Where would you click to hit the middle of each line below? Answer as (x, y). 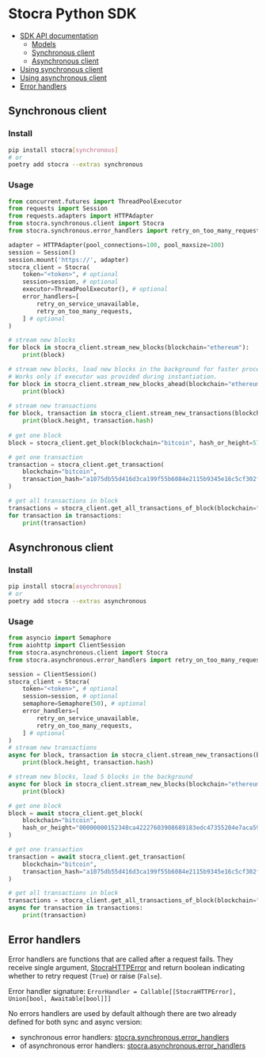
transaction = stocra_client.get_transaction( (86, 465)
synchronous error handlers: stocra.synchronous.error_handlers (124, 1037)
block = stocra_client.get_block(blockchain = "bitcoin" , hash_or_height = (131, 443)
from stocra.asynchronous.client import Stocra (88, 652)
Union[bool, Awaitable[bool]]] (60, 999)
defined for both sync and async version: (75, 1022)
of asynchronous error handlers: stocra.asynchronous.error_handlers (133, 1045)
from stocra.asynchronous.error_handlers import (90, 660)
